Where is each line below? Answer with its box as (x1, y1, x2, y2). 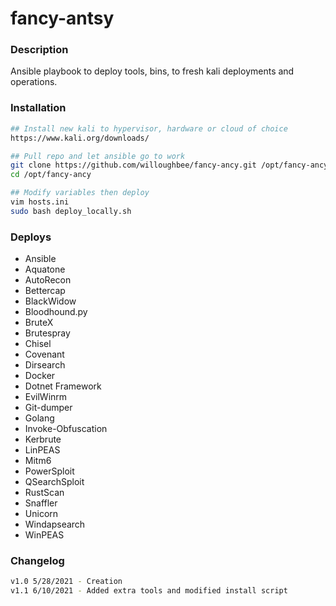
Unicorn (24, 508, 59, 520)
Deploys (10, 230, 52, 244)
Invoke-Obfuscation (24, 423, 108, 435)
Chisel (24, 338, 52, 350)
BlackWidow (24, 295, 77, 307)
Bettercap (24, 285, 66, 297)
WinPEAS (24, 529, 65, 541)
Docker (24, 370, 56, 382)
